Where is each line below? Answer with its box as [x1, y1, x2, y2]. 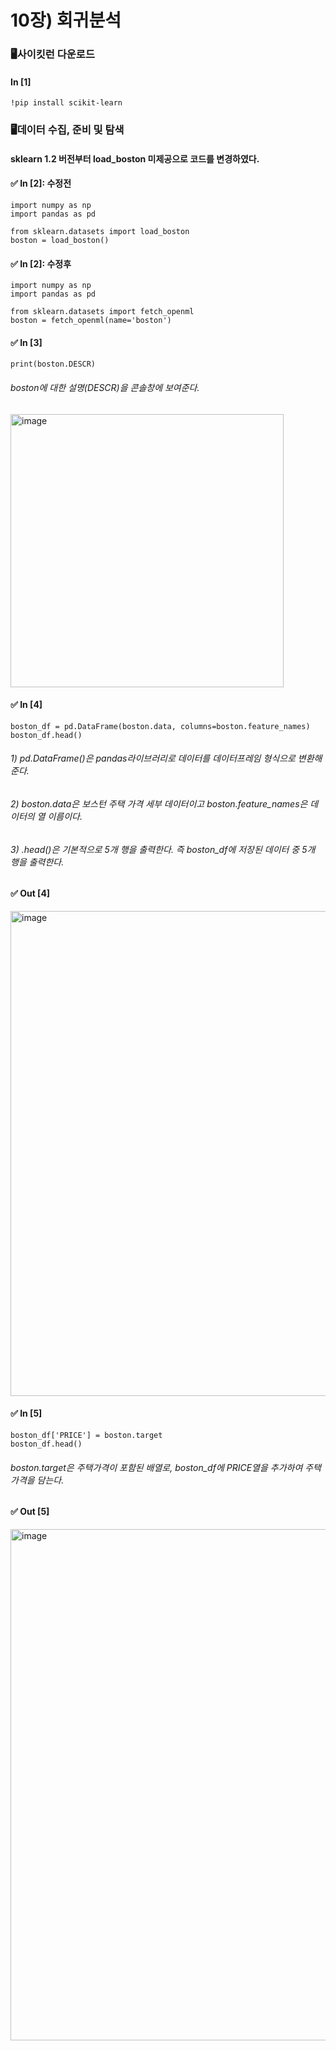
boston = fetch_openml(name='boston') [10, 316, 172, 326]
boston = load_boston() [10, 236, 110, 246]
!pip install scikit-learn [10, 98, 123, 108]
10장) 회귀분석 [10, 9, 122, 32]
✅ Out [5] [10, 1506, 50, 1518]
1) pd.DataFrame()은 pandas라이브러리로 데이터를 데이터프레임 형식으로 [10, 752, 296, 765]
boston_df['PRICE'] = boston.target [10, 1431, 163, 1441]
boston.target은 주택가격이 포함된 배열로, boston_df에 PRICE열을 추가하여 [10, 1461, 303, 1473]
